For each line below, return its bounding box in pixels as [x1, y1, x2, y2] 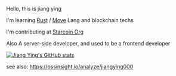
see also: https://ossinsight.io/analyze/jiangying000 [6, 63, 134, 70]
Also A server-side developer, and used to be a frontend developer [6, 40, 171, 47]
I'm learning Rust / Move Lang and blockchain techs [6, 17, 134, 23]
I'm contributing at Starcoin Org [6, 28, 84, 35]
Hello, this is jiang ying [6, 5, 61, 12]
